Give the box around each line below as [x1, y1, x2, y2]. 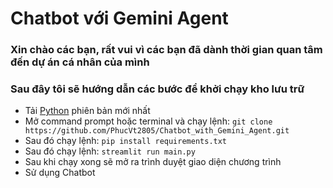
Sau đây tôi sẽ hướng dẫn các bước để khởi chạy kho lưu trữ [10, 82, 305, 96]
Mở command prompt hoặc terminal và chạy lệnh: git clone [24, 115, 273, 127]
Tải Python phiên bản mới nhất [24, 105, 151, 117]
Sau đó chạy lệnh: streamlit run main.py [24, 145, 196, 157]
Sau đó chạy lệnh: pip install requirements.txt [24, 135, 228, 147]
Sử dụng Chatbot [24, 167, 96, 179]
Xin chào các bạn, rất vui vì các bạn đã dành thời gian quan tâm [10, 43, 323, 57]
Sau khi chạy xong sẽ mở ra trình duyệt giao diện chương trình [24, 156, 282, 168]
